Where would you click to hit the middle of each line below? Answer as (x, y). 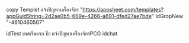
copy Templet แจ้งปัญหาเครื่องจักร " (44, 10)
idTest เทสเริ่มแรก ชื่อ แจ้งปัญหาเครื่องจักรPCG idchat (62, 33)
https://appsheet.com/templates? (123, 10)
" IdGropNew (167, 16)
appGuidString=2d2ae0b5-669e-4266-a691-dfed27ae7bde (79, 16)
